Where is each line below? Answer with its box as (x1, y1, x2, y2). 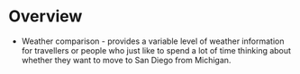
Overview (8, 6, 83, 27)
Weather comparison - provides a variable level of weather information (21, 36, 285, 46)
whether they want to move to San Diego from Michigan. (21, 54, 232, 65)
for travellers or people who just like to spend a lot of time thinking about (21, 45, 292, 55)
